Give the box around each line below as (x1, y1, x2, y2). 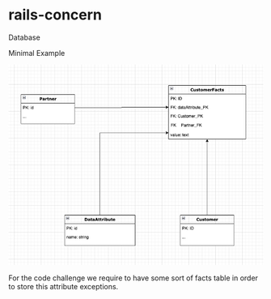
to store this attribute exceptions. (8, 281, 119, 291)
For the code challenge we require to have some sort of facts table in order (8, 273, 259, 283)
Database (8, 32, 40, 42)
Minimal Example (8, 48, 66, 58)
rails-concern (8, 6, 103, 24)
